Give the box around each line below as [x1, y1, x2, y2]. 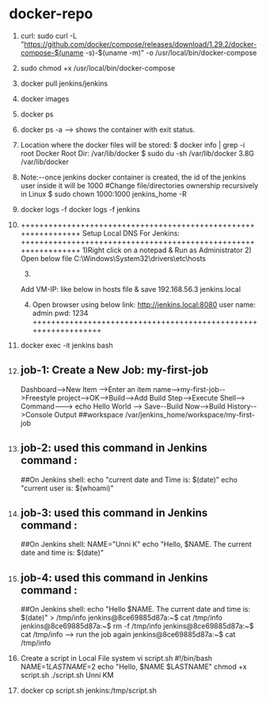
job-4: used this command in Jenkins [20, 570, 208, 584]
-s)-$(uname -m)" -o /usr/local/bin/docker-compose [85, 48, 257, 57]
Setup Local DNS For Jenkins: [82, 228, 180, 238]
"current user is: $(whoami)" [20, 483, 114, 493]
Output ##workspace [54, 409, 123, 419]
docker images [20, 94, 70, 103]
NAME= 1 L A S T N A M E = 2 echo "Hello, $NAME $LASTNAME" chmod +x [20, 662, 248, 671]
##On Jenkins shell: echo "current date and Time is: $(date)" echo [20, 474, 238, 484]
